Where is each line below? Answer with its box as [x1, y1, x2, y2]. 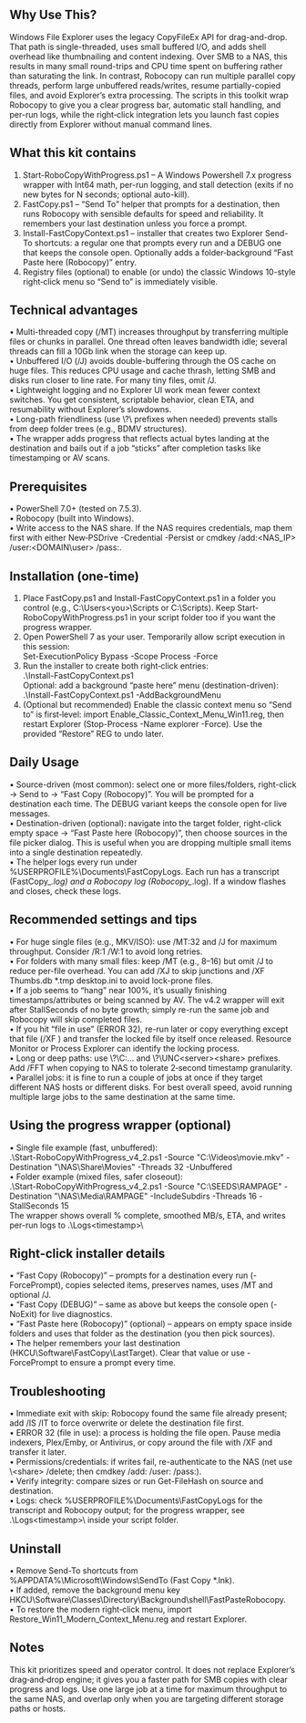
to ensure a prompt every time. [60, 1357, 176, 1368]
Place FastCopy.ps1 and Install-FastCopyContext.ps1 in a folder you [22, 593, 276, 604]
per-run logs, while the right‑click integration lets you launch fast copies [9, 109, 280, 119]
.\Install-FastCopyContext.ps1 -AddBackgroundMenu [22, 690, 221, 701]
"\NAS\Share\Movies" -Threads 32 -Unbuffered [54, 1161, 233, 1172]
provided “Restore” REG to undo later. [22, 729, 164, 740]
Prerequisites [9, 479, 87, 494]
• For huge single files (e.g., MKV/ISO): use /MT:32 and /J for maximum [9, 936, 278, 947]
